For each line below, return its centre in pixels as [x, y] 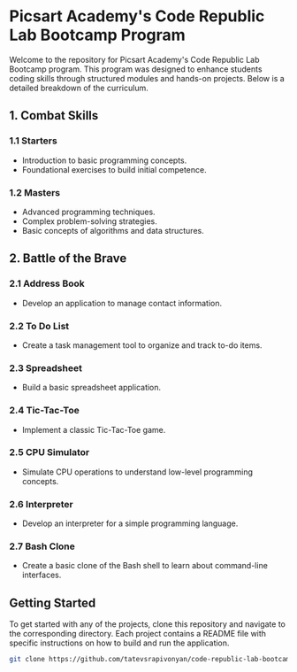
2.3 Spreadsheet [46, 367]
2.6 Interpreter [41, 504]
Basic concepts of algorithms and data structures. [113, 230]
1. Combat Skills [54, 116]
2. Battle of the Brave [68, 259]
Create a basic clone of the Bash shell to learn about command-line [145, 566]
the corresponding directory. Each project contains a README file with [138, 634]
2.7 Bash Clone [42, 546]
